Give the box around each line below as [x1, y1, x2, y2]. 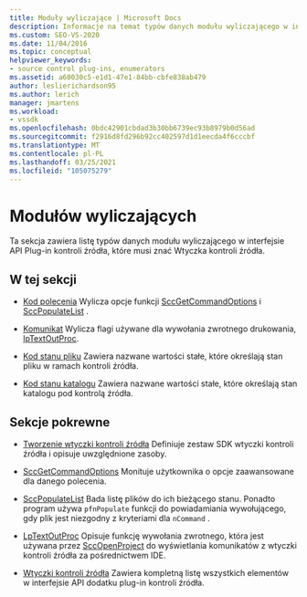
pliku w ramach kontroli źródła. [22, 361, 139, 372]
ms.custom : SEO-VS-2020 [9, 30, 101, 39]
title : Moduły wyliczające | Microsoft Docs [9, 13, 182, 23]
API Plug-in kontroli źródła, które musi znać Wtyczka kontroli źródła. [9, 246, 266, 257]
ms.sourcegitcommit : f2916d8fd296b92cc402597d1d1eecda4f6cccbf [9, 132, 256, 141]
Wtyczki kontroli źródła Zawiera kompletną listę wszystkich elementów [22, 567, 290, 578]
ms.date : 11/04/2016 [9, 38, 89, 48]
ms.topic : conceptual [9, 47, 92, 57]
